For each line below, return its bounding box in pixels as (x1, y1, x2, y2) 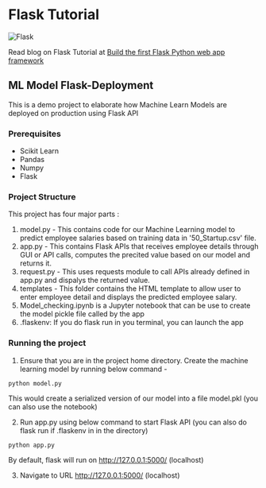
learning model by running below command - (19, 364, 168, 374)
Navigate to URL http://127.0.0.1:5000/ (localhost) (19, 471, 180, 480)
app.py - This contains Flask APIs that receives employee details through (19, 242, 259, 251)
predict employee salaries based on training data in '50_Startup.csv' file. (19, 233, 256, 243)
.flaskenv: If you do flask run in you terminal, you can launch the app (19, 318, 244, 327)
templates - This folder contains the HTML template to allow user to (19, 284, 241, 293)
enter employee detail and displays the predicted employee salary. (19, 292, 237, 302)
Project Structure (8, 191, 76, 202)
